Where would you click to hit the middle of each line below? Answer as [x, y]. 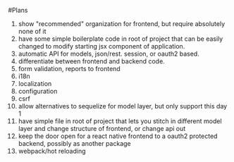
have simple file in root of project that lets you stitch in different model [120, 121]
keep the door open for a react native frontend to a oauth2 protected [118, 136]
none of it [32, 31]
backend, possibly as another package [74, 143]
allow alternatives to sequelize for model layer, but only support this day [123, 106]
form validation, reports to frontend [69, 69]
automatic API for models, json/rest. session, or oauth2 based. [109, 54]
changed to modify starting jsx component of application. [101, 46]
